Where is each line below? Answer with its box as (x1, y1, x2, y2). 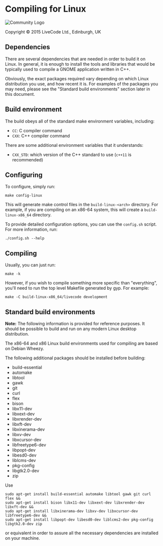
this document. (5, 91, 36, 97)
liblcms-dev (12, 458, 36, 463)
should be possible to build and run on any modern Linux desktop (5, 326, 137, 332)
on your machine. (5, 535, 40, 541)
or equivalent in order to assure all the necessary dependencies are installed (5, 530, 159, 536)
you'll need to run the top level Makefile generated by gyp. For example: (5, 285, 149, 291)
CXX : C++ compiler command (12, 133, 70, 139)
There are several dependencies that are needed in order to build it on (5, 56, 146, 62)
